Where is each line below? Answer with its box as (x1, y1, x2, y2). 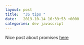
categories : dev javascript (5, 21, 64, 26)
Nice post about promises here (5, 35, 69, 41)
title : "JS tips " (5, 12, 46, 17)
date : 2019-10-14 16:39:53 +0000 (5, 16, 79, 21)
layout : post (5, 7, 32, 12)
